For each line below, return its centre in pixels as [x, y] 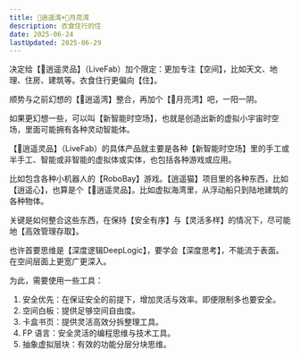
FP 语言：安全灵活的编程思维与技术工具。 [99, 333]
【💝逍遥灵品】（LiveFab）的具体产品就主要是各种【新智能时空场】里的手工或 [150, 149]
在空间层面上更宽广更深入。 [60, 261]
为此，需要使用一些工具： [56, 281]
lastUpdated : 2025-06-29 [55, 43]
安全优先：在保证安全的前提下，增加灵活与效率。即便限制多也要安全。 [151, 300]
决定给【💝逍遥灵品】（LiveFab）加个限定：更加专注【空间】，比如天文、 [140, 69]
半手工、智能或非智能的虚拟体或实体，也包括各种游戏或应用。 [123, 160]
